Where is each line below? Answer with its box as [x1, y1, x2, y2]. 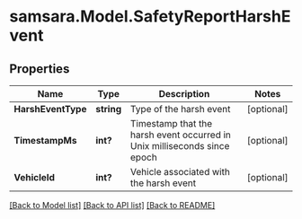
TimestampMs [13, 135, 77, 146]
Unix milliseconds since [129, 140, 230, 152]
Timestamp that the [129, 118, 213, 129]
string [95, 103, 122, 115]
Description [158, 88, 210, 100]
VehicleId [13, 171, 56, 183]
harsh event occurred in [129, 128, 232, 141]
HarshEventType [13, 103, 87, 115]
